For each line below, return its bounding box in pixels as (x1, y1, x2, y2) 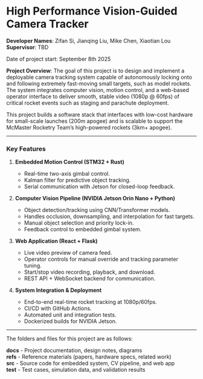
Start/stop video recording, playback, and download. (24, 268, 155, 276)
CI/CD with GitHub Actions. (24, 305, 92, 312)
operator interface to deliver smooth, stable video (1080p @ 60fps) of (6, 93, 180, 100)
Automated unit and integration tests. (24, 311, 117, 318)
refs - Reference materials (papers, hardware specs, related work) (6, 353, 172, 361)
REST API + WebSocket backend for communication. (24, 275, 156, 282)
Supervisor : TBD (6, 44, 49, 51)
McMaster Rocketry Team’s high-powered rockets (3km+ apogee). (6, 124, 172, 131)
